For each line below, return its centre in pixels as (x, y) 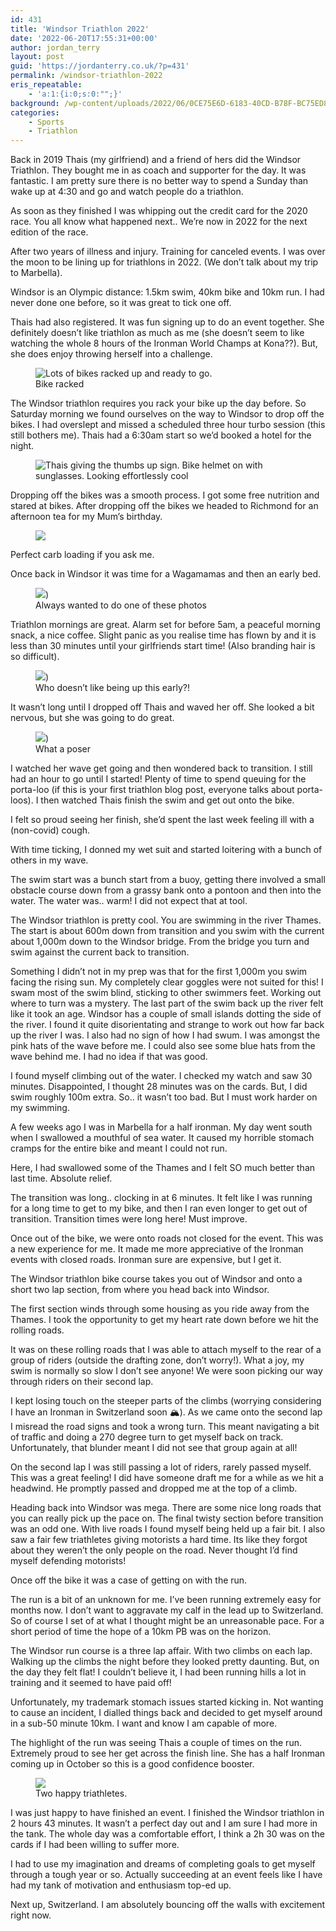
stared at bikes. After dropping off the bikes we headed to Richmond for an (164, 506)
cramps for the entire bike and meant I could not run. (119, 1148)
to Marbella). (36, 273)
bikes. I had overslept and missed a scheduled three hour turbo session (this (168, 425)
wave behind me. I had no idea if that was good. (109, 1057)
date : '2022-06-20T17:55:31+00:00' (84, 38)
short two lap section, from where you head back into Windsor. (140, 1290)
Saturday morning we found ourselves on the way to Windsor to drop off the (167, 414)
